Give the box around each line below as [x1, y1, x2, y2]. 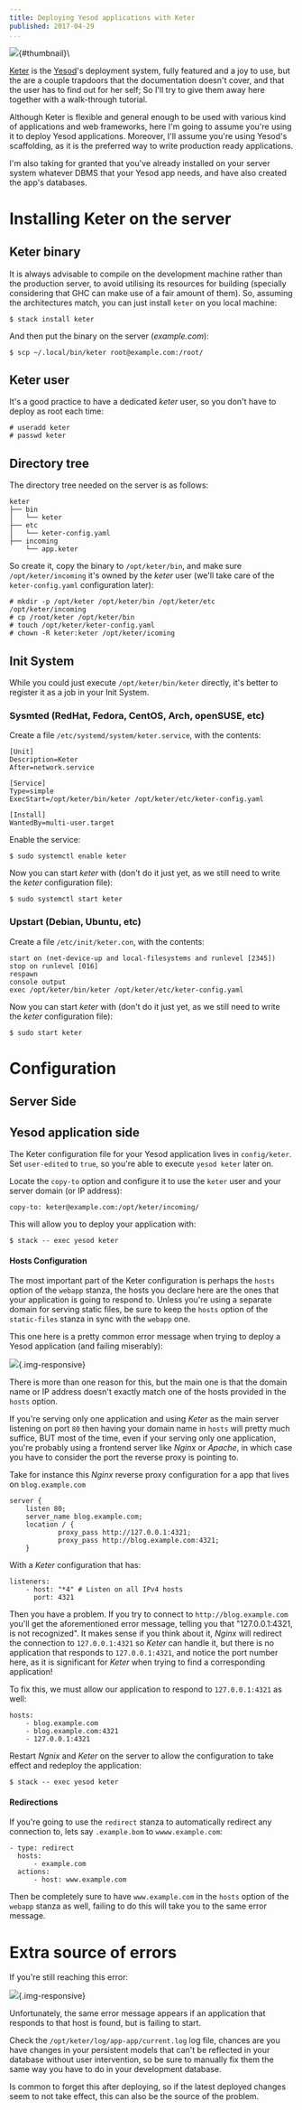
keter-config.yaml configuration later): [9, 580, 154, 591]
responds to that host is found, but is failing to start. [9, 2018, 201, 2029]
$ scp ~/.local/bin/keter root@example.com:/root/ [9, 348, 204, 357]
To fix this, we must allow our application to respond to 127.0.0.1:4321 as [9, 1684, 282, 1695]
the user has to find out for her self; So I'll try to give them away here [9, 84, 266, 95]
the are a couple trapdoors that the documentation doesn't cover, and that [9, 74, 285, 86]
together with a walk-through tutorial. [9, 94, 148, 105]
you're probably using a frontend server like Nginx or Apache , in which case [9, 1442, 293, 1453]
